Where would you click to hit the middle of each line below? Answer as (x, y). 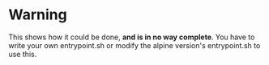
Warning (38, 15)
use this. (23, 54)
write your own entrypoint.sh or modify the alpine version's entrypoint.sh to (134, 45)
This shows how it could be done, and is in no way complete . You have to (132, 37)
